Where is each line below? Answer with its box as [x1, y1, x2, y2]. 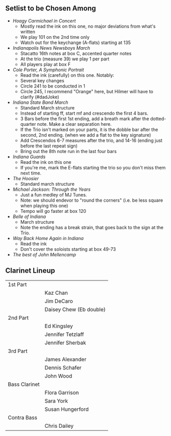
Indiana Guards [12, 154, 46, 160]
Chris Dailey [44, 422, 74, 429]
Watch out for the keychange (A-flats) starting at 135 [20, 39, 131, 46]
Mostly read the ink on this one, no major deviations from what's [20, 23, 156, 29]
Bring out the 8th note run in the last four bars [20, 148, 117, 154]
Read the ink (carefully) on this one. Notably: [20, 72, 115, 78]
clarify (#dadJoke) [20, 94, 60, 100]
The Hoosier [12, 175, 39, 181]
